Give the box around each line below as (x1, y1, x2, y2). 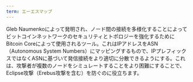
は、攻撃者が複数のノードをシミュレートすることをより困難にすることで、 (6, 62, 185, 69)
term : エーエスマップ (6, 8, 53, 15)
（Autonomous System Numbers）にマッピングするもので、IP (6, 47, 156, 54)
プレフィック (156, 47, 187, 54)
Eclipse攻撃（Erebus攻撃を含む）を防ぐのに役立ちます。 (6, 69, 142, 76)
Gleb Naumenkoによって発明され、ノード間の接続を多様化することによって (6, 25, 188, 32)
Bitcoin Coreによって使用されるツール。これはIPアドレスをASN (6, 40, 158, 47)
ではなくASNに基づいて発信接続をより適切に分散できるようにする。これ (11, 54, 186, 61)
